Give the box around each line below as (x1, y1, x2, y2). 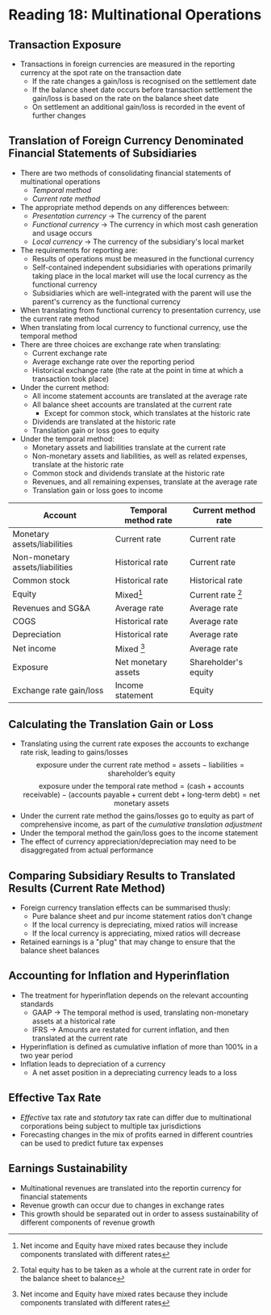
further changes (31, 111, 86, 120)
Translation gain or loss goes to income (31, 485, 164, 495)
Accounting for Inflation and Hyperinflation (8, 969, 230, 982)
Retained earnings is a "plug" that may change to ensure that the (19, 937, 236, 947)
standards (19, 999, 54, 1008)
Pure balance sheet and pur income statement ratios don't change (31, 911, 252, 921)
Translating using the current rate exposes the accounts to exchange (19, 739, 250, 748)
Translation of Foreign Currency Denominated (8, 134, 244, 148)
